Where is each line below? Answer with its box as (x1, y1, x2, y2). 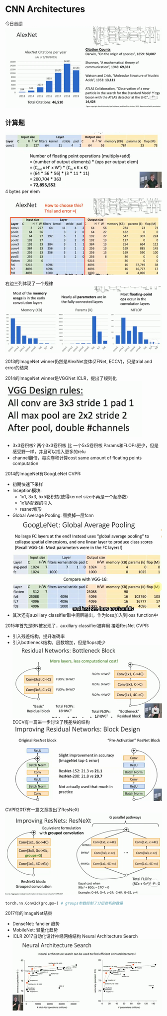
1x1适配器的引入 (19, 500, 52, 506)
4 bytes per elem (5, 188, 40, 194)
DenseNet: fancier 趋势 (12, 921, 60, 927)
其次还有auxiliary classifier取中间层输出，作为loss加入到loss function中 (12, 612, 158, 618)
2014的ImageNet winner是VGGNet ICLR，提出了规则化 (5, 375, 117, 381)
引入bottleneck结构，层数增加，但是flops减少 (12, 639, 106, 645)
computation (12, 460, 39, 466)
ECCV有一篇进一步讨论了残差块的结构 (12, 719, 90, 725)
